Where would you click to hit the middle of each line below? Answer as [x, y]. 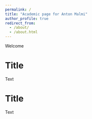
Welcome [15, 46]
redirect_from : [20, 23]
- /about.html [23, 32]
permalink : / [18, 9]
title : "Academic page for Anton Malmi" [46, 14]
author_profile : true [27, 18]
